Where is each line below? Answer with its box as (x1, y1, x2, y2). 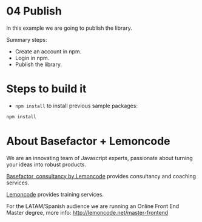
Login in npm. (15, 54, 50, 61)
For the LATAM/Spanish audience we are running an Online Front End (6, 202, 180, 210)
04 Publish (6, 4, 62, 18)
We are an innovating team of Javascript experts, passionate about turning (6, 154, 193, 161)
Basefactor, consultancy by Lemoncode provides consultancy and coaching (6, 172, 196, 180)
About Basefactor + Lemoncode (6, 134, 170, 148)
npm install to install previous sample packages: (15, 102, 138, 109)
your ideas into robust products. (6, 161, 87, 168)
